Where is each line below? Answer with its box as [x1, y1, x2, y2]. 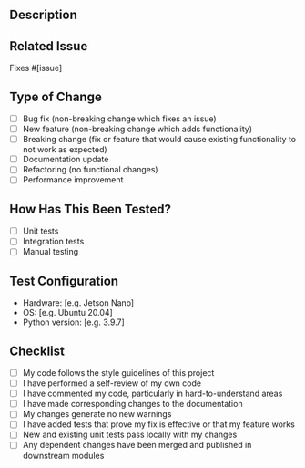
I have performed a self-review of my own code [22, 378, 202, 389]
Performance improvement [22, 174, 124, 185]
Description [9, 7, 77, 23]
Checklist [9, 343, 66, 359]
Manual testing [22, 246, 79, 257]
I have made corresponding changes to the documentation [22, 399, 243, 410]
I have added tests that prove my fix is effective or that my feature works [22, 419, 296, 430]
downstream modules [22, 450, 105, 461]
